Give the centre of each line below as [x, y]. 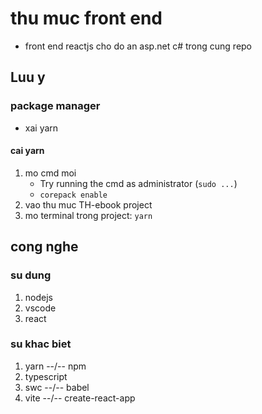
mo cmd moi [50, 173]
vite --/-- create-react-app [80, 398]
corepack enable [73, 195]
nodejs [38, 297]
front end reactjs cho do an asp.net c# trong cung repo [138, 46]
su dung [31, 275]
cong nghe [44, 247]
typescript [46, 376]
